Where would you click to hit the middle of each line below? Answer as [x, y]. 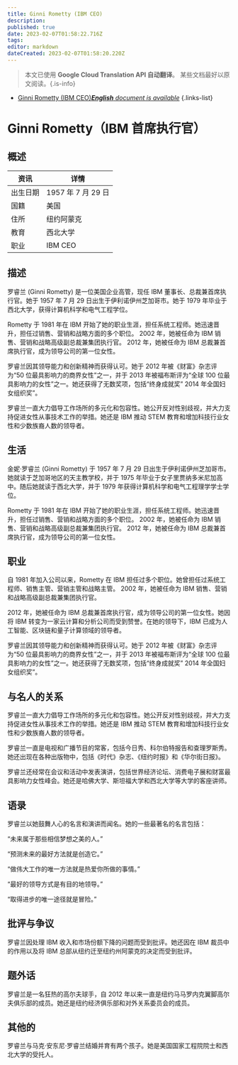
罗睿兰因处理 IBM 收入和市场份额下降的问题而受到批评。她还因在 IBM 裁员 [115, 942]
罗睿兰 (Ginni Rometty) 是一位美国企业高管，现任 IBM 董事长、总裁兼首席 [114, 291]
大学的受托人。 [35, 1054]
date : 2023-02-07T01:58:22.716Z [55, 34]
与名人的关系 [35, 697]
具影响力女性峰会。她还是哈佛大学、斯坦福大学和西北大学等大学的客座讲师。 [119, 781]
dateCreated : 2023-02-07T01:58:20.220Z [66, 54]
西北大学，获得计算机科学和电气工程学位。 [69, 309]
